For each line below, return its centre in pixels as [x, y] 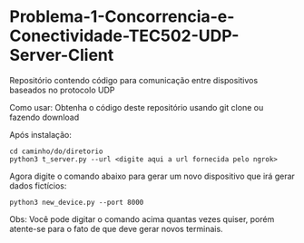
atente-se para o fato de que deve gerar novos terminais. [117, 228]
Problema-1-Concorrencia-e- [122, 17]
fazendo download [44, 117]
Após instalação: [41, 134]
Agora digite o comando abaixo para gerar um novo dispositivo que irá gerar [152, 176]
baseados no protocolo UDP [62, 90]
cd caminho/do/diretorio [56, 151]
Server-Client [62, 55]
